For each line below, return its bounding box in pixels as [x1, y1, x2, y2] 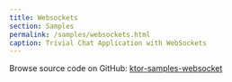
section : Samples [9, 22, 75, 31]
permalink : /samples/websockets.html [9, 30, 151, 39]
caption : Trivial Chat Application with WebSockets [9, 38, 207, 48]
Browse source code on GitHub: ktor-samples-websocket [9, 63, 223, 74]
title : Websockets [9, 13, 78, 23]
